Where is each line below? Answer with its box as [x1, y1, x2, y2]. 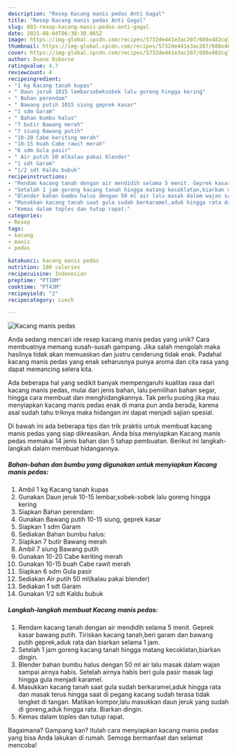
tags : [8, 225, 24, 232]
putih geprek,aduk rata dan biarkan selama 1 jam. [18, 638, 160, 646]
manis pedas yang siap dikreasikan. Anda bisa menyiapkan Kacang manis [8, 429, 221, 438]
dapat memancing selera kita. [8, 365, 94, 373]
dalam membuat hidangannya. [32, 444, 120, 452]
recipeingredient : [8, 75, 62, 83]
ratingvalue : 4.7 [8, 62, 59, 69]
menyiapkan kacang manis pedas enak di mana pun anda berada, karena [8, 401, 219, 410]
